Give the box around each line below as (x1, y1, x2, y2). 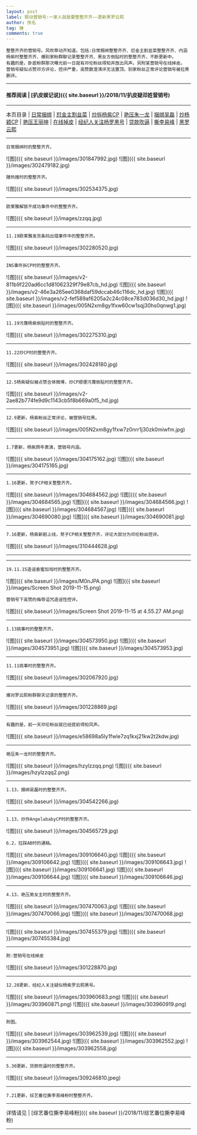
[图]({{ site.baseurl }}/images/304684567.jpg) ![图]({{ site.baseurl (6, 506, 165, 513)
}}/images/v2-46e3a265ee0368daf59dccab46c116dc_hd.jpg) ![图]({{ (6, 288, 174, 296)
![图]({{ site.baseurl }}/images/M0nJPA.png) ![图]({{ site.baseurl (6, 578, 160, 585)
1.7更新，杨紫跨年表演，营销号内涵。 (6, 444, 84, 450)
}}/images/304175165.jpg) (6, 462, 69, 469)
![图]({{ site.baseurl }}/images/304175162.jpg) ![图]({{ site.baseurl (6, 456, 164, 463)
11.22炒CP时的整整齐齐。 (6, 350, 60, 356)
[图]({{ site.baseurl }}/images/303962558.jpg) (6, 1045, 117, 1052)
